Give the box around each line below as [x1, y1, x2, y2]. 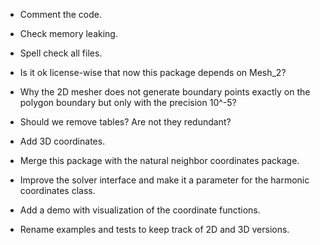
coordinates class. [19, 185, 96, 196]
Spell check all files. [19, 47, 103, 59]
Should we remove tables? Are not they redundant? [19, 116, 232, 128]
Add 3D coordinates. [19, 135, 106, 147]
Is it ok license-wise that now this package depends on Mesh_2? [19, 67, 287, 78]
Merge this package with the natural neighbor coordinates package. [19, 155, 300, 166]
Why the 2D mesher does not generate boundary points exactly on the [19, 86, 311, 98]
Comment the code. [19, 9, 103, 20]
